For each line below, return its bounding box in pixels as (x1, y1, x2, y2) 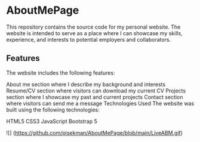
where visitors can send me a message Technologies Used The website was (6, 100, 195, 107)
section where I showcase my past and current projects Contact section (6, 93, 183, 100)
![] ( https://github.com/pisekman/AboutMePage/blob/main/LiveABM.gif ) (6, 129, 183, 136)
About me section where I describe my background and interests (6, 81, 166, 88)
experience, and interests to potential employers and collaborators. (6, 36, 171, 43)
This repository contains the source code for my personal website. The (6, 23, 181, 30)
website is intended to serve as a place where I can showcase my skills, (6, 29, 183, 36)
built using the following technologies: (6, 106, 100, 113)
